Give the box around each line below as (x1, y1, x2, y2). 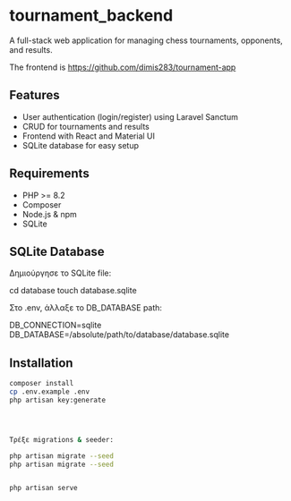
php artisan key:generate (9, 395, 106, 404)
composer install (9, 379, 74, 388)
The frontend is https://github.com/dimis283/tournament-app (9, 62, 236, 72)
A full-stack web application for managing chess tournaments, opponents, (9, 35, 284, 46)
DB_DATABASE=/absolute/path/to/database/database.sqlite (9, 329, 230, 340)
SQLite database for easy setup (21, 140, 140, 150)
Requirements (9, 166, 90, 182)
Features (9, 88, 60, 103)
